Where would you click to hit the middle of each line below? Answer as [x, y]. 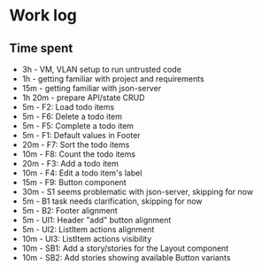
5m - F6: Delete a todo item [72, 117]
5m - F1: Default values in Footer [81, 135]
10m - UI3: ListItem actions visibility [87, 239]
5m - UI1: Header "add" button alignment [96, 220]
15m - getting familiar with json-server [92, 88]
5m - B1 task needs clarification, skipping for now [112, 201]
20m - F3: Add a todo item [70, 163]
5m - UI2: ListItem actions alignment [88, 229]
